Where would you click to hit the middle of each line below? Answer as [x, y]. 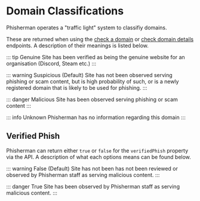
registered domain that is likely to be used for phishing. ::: [77, 87]
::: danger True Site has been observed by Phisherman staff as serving [93, 186]
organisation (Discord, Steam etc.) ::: [51, 63]
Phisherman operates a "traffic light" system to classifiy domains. [87, 28]
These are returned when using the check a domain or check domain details [100, 39]
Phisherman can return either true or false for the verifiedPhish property [97, 150]
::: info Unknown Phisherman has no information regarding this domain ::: [96, 117]
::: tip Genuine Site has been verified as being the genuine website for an [96, 57]
